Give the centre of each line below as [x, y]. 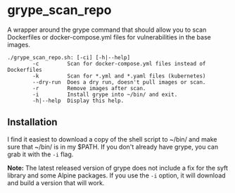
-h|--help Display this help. [78, 101]
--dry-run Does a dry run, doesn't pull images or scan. [119, 82]
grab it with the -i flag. [40, 154]
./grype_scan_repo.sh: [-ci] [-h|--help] [69, 57]
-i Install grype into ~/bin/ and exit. [105, 94]
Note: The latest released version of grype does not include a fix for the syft [118, 168]
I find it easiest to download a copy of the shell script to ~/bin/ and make [112, 139]
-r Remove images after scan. [89, 88]
